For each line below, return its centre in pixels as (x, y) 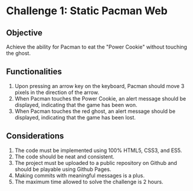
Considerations (35, 136)
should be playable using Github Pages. (63, 169)
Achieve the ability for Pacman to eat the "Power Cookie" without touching (97, 47)
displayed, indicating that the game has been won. (76, 105)
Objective (24, 33)
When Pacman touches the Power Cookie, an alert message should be (100, 98)
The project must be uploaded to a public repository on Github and (96, 163)
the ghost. (19, 53)
